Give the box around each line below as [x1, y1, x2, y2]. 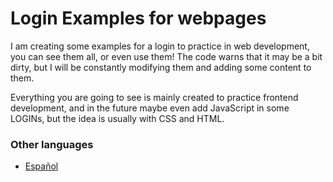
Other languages [10, 137, 94, 151]
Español [24, 160, 59, 172]
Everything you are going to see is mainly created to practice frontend [10, 91, 299, 103]
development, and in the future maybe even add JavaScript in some [10, 102, 290, 114]
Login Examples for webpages [10, 7, 267, 30]
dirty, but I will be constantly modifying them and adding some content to [10, 61, 312, 73]
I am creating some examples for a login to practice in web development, [10, 40, 310, 52]
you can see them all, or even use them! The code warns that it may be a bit [10, 50, 323, 62]
